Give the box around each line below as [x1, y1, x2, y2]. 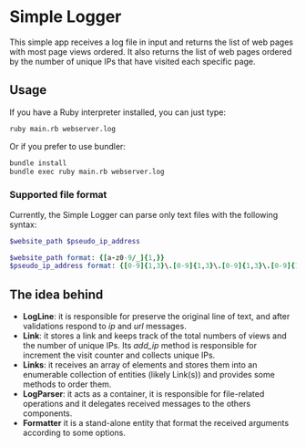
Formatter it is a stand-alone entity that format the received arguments [22, 418, 290, 429]
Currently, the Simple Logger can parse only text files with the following [9, 209, 279, 220]
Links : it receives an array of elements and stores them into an [22, 359, 258, 370]
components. [22, 408, 73, 419]
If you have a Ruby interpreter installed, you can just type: [9, 107, 226, 118]
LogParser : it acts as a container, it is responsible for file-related [22, 389, 265, 400]
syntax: [9, 219, 37, 230]
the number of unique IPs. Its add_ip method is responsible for [22, 340, 258, 351]
